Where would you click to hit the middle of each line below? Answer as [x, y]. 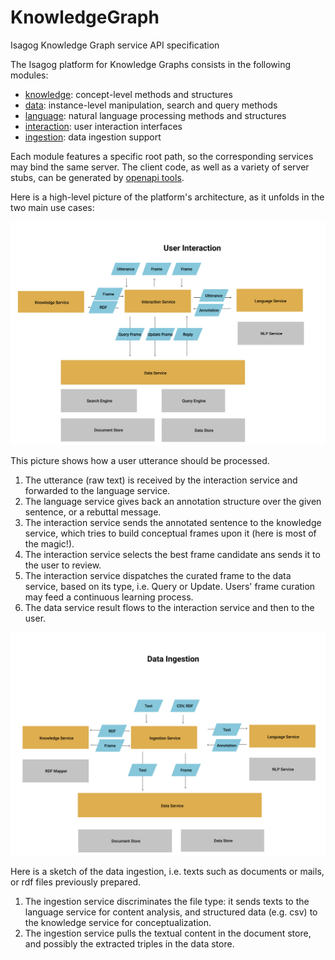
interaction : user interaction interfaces [103, 126]
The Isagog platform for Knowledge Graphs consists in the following [151, 64]
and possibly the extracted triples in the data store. [129, 944]
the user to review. [63, 565]
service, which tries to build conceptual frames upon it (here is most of [170, 533]
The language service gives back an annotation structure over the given [173, 501]
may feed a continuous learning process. [109, 597]
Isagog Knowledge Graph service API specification [115, 45]
